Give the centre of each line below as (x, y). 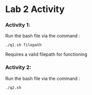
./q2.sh (13, 87)
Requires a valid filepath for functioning (46, 54)
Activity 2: (18, 67)
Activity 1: (18, 25)
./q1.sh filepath (24, 45)
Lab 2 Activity (35, 9)
